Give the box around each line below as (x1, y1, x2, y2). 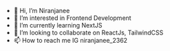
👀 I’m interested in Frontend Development (13, 14, 132, 22)
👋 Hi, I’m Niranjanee (13, 7, 70, 14)
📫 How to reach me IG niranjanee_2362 (13, 37, 128, 44)
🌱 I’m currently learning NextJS (13, 21, 103, 29)
